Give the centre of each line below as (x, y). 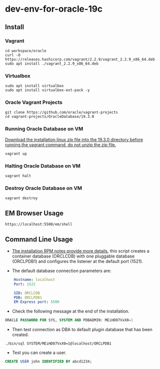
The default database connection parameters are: (62, 271)
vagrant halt (18, 176)
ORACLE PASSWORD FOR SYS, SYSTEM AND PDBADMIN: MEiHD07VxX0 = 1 (69, 320)
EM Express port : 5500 (37, 302)
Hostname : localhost (34, 279)
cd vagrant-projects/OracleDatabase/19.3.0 (50, 117)
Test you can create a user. (39, 353)
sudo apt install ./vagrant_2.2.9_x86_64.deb (52, 64)
